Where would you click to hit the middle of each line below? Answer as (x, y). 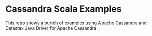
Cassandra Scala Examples (63, 9)
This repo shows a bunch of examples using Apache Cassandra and (76, 23)
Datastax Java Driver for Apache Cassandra (51, 28)
